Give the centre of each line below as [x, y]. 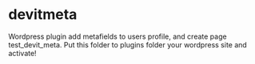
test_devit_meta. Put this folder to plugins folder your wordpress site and [128, 44]
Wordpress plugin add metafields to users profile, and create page [118, 36]
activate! [23, 53]
